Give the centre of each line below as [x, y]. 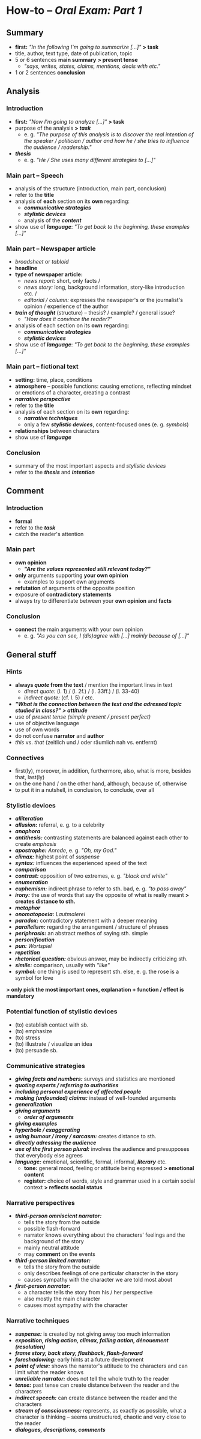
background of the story [54, 1241]
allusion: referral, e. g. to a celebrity [60, 825]
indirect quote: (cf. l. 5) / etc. [59, 698]
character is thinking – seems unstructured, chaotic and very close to [100, 1417]
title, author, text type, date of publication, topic [73, 53]
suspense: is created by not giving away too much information [92, 1334]
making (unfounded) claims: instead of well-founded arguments [95, 1098]
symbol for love [34, 978]
